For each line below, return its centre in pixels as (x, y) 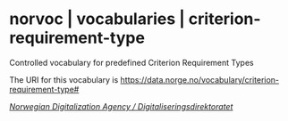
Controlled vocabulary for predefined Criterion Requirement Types (131, 62)
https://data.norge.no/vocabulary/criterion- (200, 79)
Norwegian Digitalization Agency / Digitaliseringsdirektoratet (121, 106)
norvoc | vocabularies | (97, 19)
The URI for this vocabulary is (64, 79)
